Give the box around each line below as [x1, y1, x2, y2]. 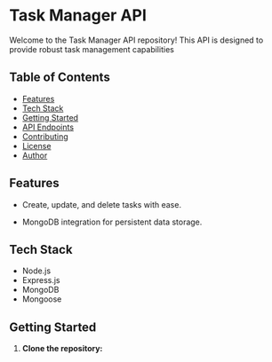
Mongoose [21, 294, 62, 304]
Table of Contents [9, 70, 111, 85]
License [21, 140, 52, 151]
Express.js [21, 275, 60, 286]
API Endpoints [21, 122, 74, 132]
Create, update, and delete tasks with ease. [21, 199, 182, 209]
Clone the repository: [21, 343, 103, 354]
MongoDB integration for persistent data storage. [21, 216, 203, 227]
